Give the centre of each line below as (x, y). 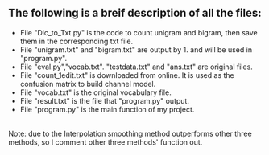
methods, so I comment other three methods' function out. (106, 142)
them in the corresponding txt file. (77, 41)
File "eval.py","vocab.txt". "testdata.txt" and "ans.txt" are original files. (137, 67)
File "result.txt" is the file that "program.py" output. (104, 100)
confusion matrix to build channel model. (88, 84)
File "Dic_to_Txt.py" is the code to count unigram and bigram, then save (139, 32)
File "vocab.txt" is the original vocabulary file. (95, 92)
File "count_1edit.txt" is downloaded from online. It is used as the (127, 75)
